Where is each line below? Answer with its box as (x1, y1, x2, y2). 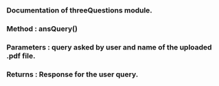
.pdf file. (6, 51, 36, 61)
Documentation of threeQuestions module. (6, 6, 152, 15)
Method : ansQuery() (6, 23, 78, 33)
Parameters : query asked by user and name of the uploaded (6, 42, 212, 52)
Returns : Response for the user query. (6, 69, 139, 79)
